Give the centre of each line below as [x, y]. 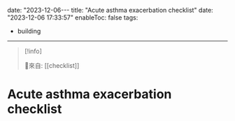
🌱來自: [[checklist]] [52, 65]
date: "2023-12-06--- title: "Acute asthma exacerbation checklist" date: [110, 10]
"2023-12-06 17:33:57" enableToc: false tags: [73, 17]
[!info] [33, 51]
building [29, 31]
